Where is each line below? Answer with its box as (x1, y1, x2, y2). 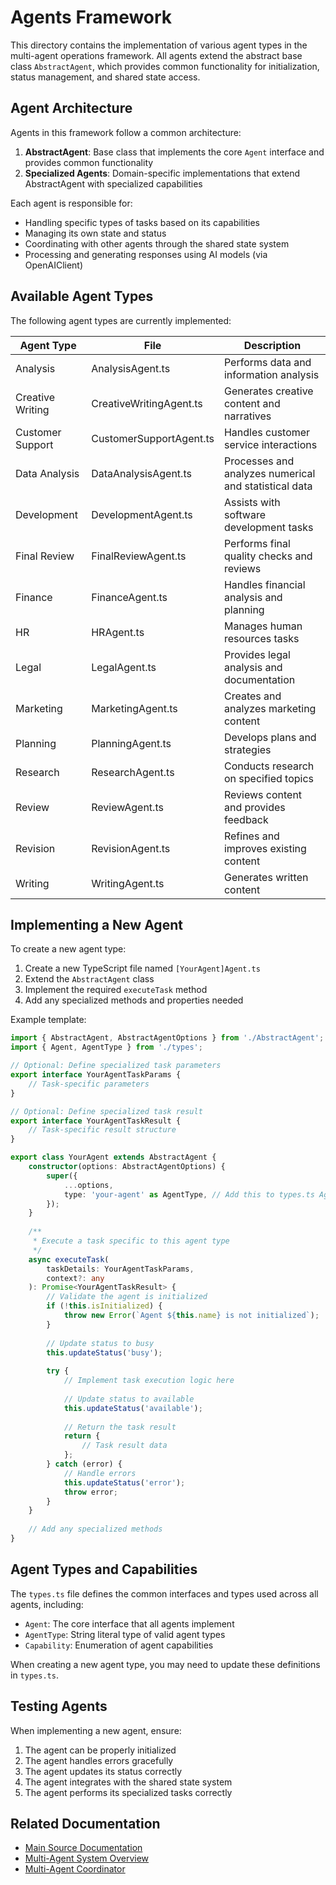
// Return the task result (63, 1422, 177, 1432)
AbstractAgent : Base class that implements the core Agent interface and (24, 146, 325, 158)
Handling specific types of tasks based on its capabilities (24, 216, 260, 228)
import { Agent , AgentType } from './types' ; (10, 1042, 203, 1053)
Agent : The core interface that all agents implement (24, 1617, 235, 1630)
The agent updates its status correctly (24, 1765, 183, 1777)
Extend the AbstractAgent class (24, 973, 155, 985)
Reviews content (223, 787, 303, 801)
